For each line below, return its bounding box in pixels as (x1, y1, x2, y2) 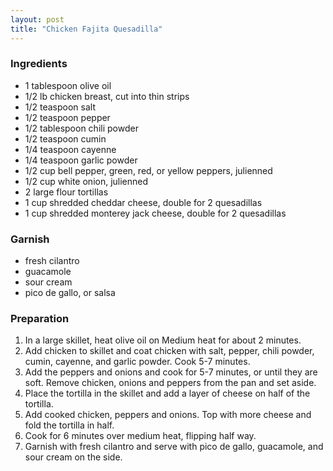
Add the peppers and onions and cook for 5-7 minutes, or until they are (24, 366, 318, 378)
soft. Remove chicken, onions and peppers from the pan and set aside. (24, 377, 317, 389)
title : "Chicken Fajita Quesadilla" (10, 24, 163, 34)
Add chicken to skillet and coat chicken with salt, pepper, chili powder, (24, 345, 315, 357)
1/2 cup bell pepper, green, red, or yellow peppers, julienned (24, 164, 273, 176)
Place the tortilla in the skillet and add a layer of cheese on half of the (24, 387, 311, 400)
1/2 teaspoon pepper (24, 111, 111, 123)
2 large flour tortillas (24, 186, 109, 198)
